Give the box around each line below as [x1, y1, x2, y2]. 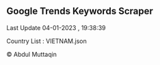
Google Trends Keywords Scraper [6, 5, 153, 17]
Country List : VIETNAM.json [6, 37, 87, 45]
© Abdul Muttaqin [6, 50, 57, 58]
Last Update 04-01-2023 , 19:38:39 [6, 23, 107, 31]
